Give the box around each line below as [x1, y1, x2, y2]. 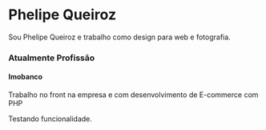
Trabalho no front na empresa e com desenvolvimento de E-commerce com [8, 90, 259, 100]
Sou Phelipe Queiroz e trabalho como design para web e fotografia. [8, 32, 231, 42]
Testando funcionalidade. [8, 114, 92, 124]
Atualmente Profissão [8, 52, 95, 63]
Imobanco [8, 72, 42, 82]
